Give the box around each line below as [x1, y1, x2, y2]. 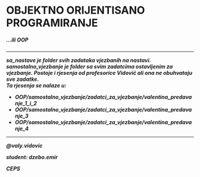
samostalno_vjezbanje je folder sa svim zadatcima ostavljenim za [6, 63, 173, 70]
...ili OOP [6, 36, 29, 43]
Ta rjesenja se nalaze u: [6, 82, 67, 89]
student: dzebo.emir [6, 154, 58, 161]
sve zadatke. [6, 75, 39, 83]
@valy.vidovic [6, 142, 43, 149]
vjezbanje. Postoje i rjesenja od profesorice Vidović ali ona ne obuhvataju [6, 69, 192, 77]
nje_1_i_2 [14, 100, 37, 107]
